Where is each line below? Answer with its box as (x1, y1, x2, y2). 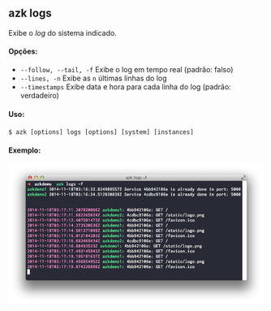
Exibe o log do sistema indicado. (8, 28, 118, 37)
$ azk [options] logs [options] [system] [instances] (8, 128, 195, 136)
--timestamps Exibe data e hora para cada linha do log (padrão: (19, 82, 231, 92)
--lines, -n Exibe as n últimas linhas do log (19, 73, 167, 84)
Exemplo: (8, 145, 41, 155)
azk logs (8, 6, 52, 20)
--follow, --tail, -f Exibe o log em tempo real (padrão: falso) (19, 65, 234, 75)
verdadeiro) (19, 91, 59, 101)
